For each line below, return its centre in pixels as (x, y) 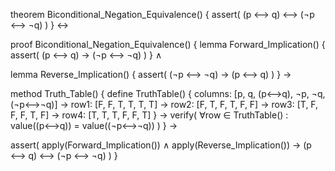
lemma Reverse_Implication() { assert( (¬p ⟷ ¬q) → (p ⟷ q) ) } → (151, 74)
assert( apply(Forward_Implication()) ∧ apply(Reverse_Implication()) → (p (161, 145)
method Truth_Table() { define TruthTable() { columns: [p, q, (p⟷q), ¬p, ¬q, (168, 93)
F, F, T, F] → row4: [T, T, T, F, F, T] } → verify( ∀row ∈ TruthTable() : (149, 115)
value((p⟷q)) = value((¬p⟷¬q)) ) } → (94, 125)
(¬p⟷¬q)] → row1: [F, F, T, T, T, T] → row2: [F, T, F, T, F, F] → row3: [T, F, (164, 104)
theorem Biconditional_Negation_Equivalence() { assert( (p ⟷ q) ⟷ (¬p (162, 14)
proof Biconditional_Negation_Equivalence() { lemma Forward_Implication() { (168, 44)
